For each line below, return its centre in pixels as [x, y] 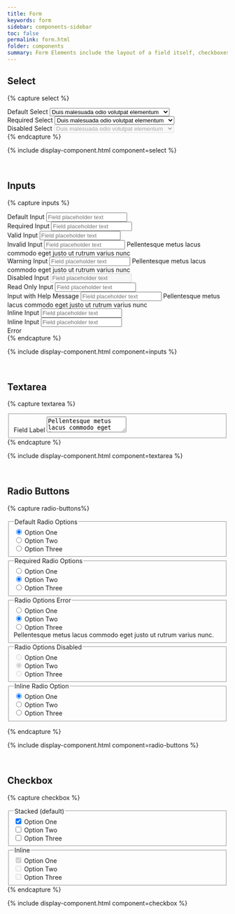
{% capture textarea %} [41, 404]
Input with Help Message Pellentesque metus [114, 296]
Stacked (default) [40, 811]
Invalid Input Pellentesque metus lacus [104, 244]
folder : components [36, 46]
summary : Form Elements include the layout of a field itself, [101, 53]
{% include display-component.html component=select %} [92, 150]
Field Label [29, 430]
